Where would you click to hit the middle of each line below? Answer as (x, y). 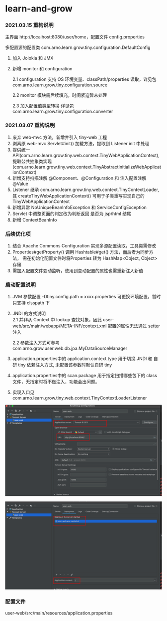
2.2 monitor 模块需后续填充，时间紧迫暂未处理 (60, 95)
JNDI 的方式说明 (29, 313)
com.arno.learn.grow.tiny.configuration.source (60, 85)
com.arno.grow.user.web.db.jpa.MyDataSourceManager (70, 348)
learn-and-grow (39, 9)
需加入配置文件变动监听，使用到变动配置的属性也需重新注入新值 (78, 271)
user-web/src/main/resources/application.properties (59, 613)
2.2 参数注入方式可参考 (36, 343)
